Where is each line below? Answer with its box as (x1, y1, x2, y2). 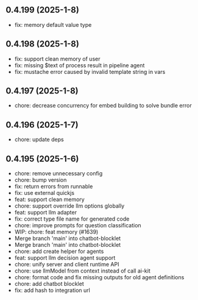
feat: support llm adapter (14, 209, 77, 216)
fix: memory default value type (14, 21, 92, 28)
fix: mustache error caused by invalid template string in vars (14, 68, 166, 75)
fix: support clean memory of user (14, 55, 101, 62)
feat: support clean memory (14, 196, 85, 203)
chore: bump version (14, 177, 67, 184)
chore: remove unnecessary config (14, 170, 103, 177)
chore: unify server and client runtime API (14, 261, 119, 268)
